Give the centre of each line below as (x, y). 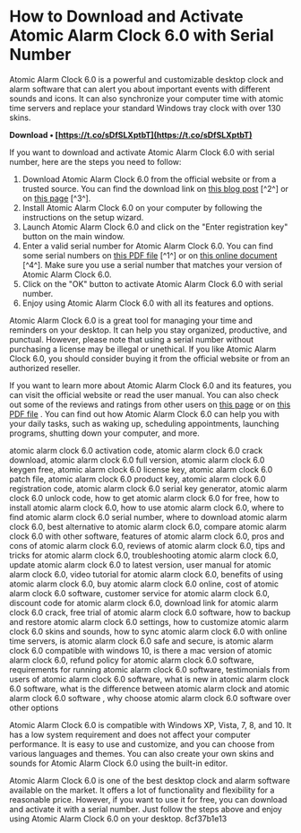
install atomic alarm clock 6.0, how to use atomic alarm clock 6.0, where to (147, 508)
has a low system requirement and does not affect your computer (130, 734)
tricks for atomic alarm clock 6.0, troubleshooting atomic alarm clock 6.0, (144, 555)
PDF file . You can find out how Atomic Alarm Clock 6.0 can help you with (145, 413)
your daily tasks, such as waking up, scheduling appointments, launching (144, 423)
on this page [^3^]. (56, 198)
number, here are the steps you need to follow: (95, 161)
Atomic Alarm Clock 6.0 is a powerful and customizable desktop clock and (146, 79)
